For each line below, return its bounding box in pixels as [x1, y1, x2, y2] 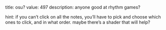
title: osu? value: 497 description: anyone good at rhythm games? [5, 4, 140, 10]
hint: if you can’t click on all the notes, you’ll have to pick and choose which [5, 14, 161, 19]
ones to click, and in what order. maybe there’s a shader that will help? [5, 19, 150, 25]
